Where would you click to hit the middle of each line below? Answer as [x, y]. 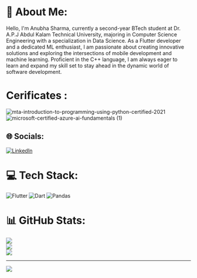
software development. [34, 72]
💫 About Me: [37, 12]
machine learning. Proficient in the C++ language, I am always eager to [92, 59]
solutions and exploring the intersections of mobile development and [89, 53]
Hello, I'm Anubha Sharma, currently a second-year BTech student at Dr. [93, 28]
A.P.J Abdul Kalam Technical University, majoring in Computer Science [92, 34]
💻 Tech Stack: [42, 175]
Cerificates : [37, 96]
